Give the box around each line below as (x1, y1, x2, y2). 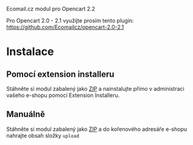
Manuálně (6, 109, 46, 119)
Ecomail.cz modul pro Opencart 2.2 (6, 5, 96, 12)
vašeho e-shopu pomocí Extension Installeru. (6, 91, 120, 99)
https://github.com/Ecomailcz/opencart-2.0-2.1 (6, 24, 124, 30)
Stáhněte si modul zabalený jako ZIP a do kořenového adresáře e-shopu (6, 125, 188, 133)
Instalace (6, 45, 54, 58)
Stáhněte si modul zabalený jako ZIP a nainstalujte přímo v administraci (6, 85, 184, 92)
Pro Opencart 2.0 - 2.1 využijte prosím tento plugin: (6, 17, 134, 24)
